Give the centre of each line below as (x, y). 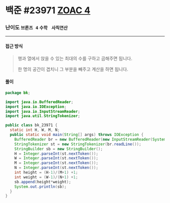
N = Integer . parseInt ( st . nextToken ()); (56, 168)
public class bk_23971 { (31, 125)
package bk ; (18, 93)
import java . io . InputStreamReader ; (43, 111)
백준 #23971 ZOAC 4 (48, 10)
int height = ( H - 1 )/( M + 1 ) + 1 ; (46, 173)
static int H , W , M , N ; (35, 130)
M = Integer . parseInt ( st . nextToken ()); (56, 163)
